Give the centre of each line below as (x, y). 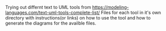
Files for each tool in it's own (131, 12)
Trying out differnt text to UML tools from (48, 7)
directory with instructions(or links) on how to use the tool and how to (78, 18)
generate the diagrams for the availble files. (51, 23)
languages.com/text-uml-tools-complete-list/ (53, 12)
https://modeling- (110, 7)
